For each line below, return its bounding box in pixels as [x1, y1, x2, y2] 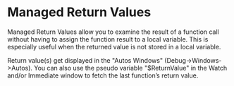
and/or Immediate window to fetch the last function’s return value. [7, 71, 199, 80]
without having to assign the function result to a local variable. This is [7, 35, 209, 43]
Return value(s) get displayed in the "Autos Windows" [7, 56, 164, 64]
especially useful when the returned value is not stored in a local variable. [7, 42, 221, 51]
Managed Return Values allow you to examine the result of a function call [7, 27, 220, 36]
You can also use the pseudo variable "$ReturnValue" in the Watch [34, 63, 228, 72]
